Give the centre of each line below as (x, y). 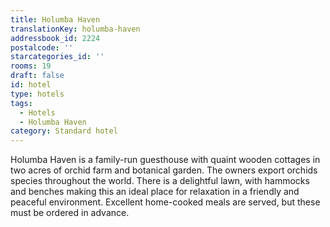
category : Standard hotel (64, 131)
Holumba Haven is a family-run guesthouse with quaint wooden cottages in (165, 160)
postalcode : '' (42, 47)
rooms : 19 (31, 66)
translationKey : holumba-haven (75, 29)
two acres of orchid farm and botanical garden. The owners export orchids (164, 170)
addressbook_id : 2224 (55, 38)
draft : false (37, 76)
